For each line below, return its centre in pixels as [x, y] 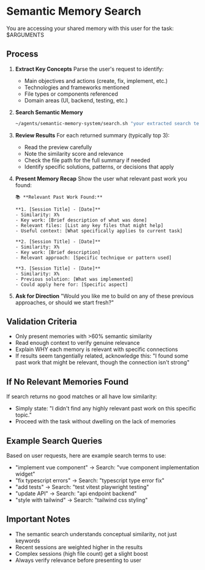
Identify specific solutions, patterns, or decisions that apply [99, 166]
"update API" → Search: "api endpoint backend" [76, 494]
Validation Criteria [42, 322]
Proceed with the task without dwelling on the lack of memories [95, 422]
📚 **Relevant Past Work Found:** [59, 197]
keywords [28, 541]
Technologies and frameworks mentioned [77, 87]
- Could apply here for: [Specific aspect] [72, 284]
